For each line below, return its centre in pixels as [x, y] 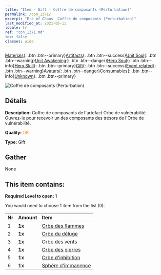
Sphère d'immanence [66, 266]
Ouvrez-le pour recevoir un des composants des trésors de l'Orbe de [75, 118]
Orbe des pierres [61, 250]
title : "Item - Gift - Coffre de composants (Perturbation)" [69, 10]
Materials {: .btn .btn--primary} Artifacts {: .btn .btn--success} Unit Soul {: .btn [81, 55]
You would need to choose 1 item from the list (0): [55, 206]
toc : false [16, 37]
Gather [16, 157]
